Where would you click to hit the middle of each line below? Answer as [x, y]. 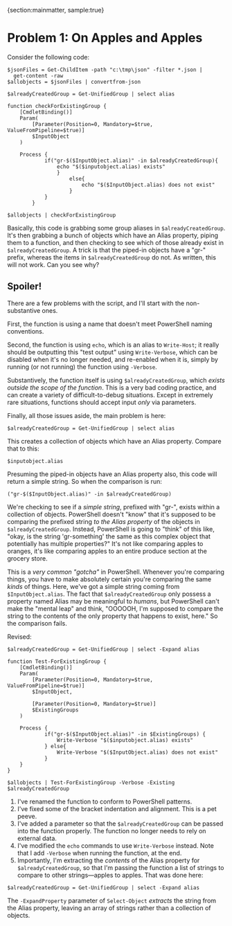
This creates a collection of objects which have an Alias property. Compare [114, 441]
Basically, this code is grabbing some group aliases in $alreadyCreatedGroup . [116, 228]
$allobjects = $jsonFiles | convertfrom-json [74, 82]
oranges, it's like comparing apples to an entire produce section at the [107, 551]
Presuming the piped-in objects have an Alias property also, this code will [112, 474]
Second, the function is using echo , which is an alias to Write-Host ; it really [113, 345]
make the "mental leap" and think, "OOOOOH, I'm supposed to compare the [115, 608]
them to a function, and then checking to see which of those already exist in [115, 242]
